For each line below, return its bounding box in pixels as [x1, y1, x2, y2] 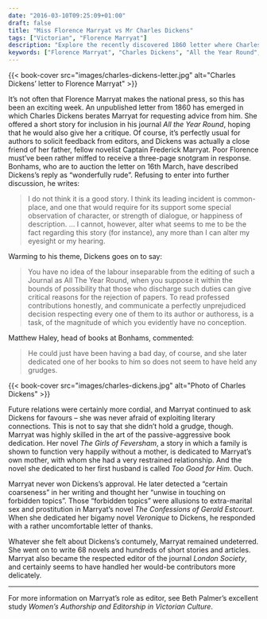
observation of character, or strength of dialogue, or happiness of [27, 211, 243, 220]
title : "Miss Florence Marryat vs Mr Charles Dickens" [8, 26, 194, 34]
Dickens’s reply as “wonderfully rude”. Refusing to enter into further [8, 170, 230, 180]
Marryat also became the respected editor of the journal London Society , [8, 554, 248, 563]
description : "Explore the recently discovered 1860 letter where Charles [8, 41, 261, 49]
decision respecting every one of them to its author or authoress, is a [27, 309, 254, 319]
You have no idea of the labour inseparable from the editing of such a [27, 267, 256, 277]
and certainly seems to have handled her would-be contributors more [8, 562, 236, 571]
